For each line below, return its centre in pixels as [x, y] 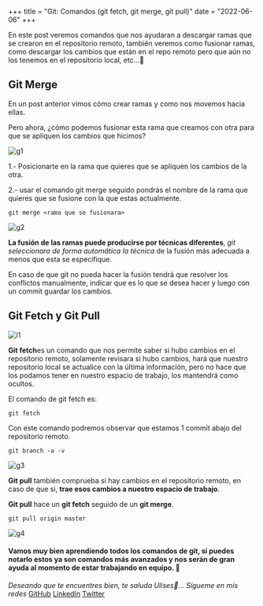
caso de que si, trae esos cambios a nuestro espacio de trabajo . [114, 489]
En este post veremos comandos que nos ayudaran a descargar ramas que [130, 35]
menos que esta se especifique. [60, 259]
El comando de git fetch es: [52, 399]
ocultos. [21, 383]
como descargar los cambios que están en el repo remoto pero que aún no [130, 52]
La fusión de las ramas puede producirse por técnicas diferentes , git [122, 242]
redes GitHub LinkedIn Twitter [56, 593]
